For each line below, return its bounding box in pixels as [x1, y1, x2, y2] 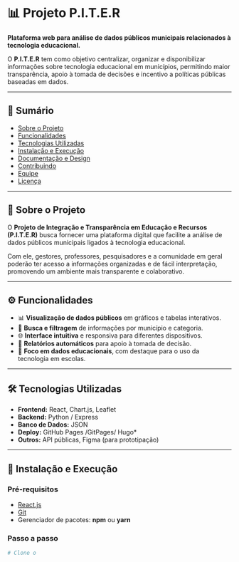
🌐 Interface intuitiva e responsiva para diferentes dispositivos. [17, 331, 203, 340]
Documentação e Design [17, 154, 91, 162]
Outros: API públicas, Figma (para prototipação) [17, 435, 159, 444]
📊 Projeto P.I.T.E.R [7, 5, 121, 21]
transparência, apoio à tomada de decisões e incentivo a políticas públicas [7, 70, 226, 78]
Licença [17, 177, 41, 185]
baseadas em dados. [7, 77, 69, 85]
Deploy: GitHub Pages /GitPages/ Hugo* [17, 428, 137, 437]
